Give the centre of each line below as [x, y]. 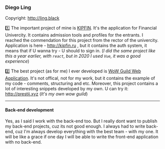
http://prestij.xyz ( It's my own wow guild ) [46, 94]
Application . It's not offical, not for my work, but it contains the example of [80, 78]
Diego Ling [18, 7]
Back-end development [29, 110]
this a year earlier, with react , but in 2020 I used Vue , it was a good [73, 56]
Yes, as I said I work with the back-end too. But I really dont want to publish [81, 121]
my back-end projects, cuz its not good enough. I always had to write [75, 126]
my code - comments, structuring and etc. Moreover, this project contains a [82, 83]
